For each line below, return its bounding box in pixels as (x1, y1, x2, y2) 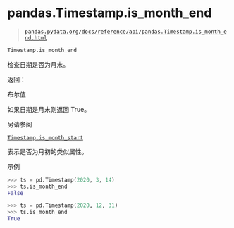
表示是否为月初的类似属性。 (7, 147, 88, 156)
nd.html (24, 34, 47, 42)
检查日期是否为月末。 (7, 60, 69, 68)
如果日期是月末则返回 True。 (7, 105, 90, 113)
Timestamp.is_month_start (7, 134, 83, 141)
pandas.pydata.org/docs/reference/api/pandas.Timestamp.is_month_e (24, 28, 227, 35)
